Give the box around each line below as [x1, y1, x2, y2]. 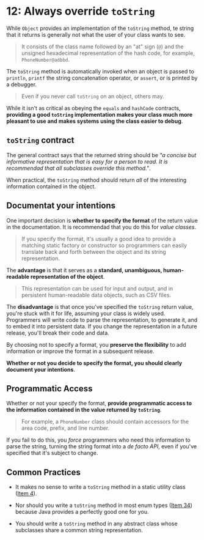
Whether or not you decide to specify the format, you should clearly [6, 359, 183, 366]
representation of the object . [30, 273, 105, 280]
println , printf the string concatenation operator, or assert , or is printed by [6, 74, 198, 81]
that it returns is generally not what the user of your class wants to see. [6, 31, 186, 38]
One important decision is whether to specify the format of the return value [6, 216, 199, 224]
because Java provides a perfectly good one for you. [15, 508, 149, 516]
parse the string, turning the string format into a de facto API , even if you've [6, 443, 197, 450]
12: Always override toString [6, 4, 155, 18]
